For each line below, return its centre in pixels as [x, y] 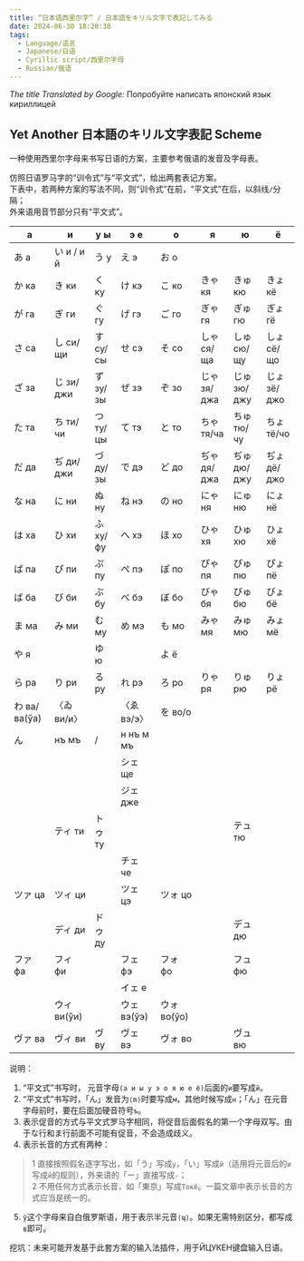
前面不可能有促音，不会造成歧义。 [133, 1133]
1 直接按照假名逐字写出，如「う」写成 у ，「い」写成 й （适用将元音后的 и [161, 1163]
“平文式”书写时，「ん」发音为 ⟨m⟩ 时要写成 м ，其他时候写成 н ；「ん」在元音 [155, 1099]
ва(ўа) [28, 718]
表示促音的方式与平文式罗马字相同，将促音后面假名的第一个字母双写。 [153, 1121]
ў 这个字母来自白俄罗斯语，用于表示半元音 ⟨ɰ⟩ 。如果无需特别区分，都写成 [157, 1217]
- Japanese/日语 [47, 52]
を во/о [176, 711]
